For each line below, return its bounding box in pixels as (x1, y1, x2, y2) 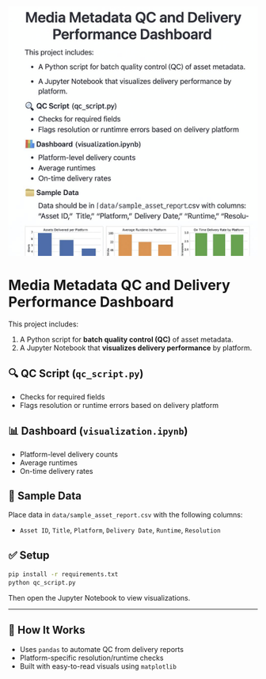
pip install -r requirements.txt (8, 570, 119, 578)
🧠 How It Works (8, 624, 85, 637)
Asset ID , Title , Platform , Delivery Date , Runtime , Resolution (19, 525, 221, 535)
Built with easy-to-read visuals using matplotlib (19, 661, 177, 671)
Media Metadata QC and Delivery (8, 277, 231, 295)
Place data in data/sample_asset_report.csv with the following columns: (8, 510, 243, 520)
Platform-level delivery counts (19, 449, 119, 459)
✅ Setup (8, 548, 50, 562)
